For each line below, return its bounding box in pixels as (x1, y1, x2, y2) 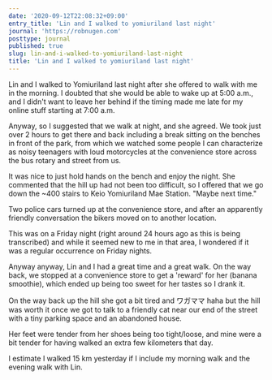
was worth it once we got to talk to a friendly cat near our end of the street (8, 304, 258, 314)
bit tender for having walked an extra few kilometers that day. (8, 338, 214, 348)
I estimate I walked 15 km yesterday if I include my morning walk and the (8, 353, 250, 363)
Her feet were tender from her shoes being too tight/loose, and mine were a (8, 329, 262, 339)
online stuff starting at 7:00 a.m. (8, 105, 115, 114)
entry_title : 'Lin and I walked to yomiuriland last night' (8, 19, 217, 28)
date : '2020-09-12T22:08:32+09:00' (8, 11, 129, 20)
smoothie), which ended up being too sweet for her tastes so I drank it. (8, 279, 245, 288)
